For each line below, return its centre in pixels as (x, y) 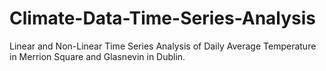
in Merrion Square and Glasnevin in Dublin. (97, 56)
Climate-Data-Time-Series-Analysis (163, 18)
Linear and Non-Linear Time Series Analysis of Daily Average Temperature (163, 46)
